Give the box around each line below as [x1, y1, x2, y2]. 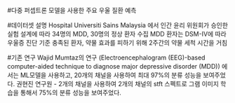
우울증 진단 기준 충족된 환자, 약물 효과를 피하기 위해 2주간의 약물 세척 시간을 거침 [7, 39, 228, 47]
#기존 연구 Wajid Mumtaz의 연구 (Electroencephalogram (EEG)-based [7, 53, 206, 62]
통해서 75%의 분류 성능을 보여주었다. [20, 88, 121, 97]
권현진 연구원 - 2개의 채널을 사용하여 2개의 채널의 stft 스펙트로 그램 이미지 [16, 80, 220, 88]
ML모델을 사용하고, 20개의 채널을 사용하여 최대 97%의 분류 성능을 [20, 71, 202, 79]
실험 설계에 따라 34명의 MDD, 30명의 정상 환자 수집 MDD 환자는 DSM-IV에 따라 [7, 30, 227, 38]
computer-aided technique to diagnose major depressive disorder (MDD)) [7, 62, 220, 70]
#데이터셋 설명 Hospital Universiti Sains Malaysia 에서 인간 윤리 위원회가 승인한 [7, 21, 228, 29]
